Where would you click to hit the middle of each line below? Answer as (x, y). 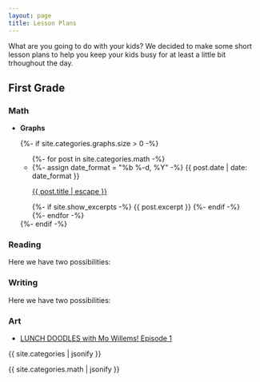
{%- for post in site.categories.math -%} (98, 159)
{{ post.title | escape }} (70, 192)
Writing (23, 283)
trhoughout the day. (41, 63)
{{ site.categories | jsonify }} (55, 354)
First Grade (37, 88)
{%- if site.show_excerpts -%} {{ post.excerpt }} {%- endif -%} (136, 207)
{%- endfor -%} (58, 216)
